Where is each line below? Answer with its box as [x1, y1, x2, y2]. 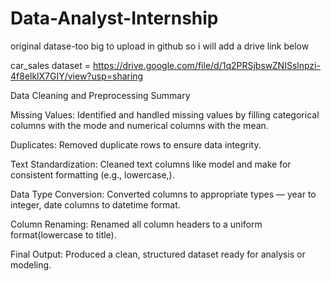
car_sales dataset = [10, 59, 92, 71]
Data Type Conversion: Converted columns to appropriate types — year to [10, 188, 317, 200]
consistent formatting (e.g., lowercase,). [10, 168, 175, 181]
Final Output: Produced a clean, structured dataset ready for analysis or [10, 248, 306, 260]
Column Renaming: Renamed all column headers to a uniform [10, 218, 263, 230]
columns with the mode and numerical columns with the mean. [10, 119, 269, 131]
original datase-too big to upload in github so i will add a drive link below [10, 40, 310, 52]
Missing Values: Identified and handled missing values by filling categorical [10, 108, 320, 121]
